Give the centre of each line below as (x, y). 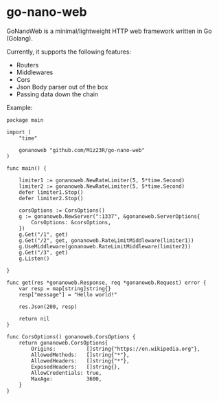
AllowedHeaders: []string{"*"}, (80, 361)
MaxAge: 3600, (67, 379)
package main (25, 120)
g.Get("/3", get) (44, 252)
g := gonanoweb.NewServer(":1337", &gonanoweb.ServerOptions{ (109, 216)
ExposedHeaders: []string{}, (76, 367)
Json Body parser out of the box (62, 87)
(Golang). (20, 38)
